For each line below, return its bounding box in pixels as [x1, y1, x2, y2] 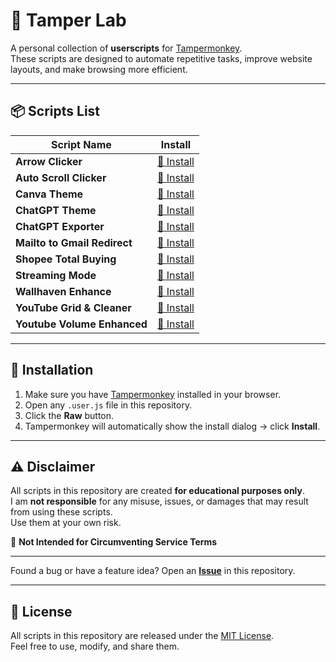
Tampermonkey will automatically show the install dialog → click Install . [24, 420, 321, 432]
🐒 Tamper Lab [10, 9, 127, 32]
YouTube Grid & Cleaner [15, 300, 132, 314]
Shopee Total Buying [15, 252, 117, 266]
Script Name [51, 137, 112, 151]
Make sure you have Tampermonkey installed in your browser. [24, 388, 282, 400]
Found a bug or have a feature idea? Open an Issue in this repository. [10, 565, 296, 577]
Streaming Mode [15, 268, 97, 282]
